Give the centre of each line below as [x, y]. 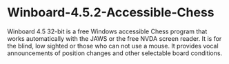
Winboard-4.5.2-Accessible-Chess [111, 13]
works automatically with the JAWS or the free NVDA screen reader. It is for [114, 38]
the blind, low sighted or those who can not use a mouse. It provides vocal [113, 46]
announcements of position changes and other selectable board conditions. [115, 53]
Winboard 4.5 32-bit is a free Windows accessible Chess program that [107, 31]
